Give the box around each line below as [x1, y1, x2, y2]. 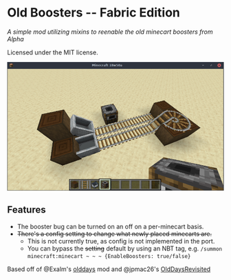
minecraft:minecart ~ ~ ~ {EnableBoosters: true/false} [27, 252, 191, 259]
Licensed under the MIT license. [7, 48, 98, 56]
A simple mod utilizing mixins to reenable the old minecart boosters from [7, 28, 213, 36]
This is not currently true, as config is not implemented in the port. [27, 237, 215, 245]
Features [7, 204, 46, 216]
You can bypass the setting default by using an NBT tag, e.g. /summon [27, 244, 222, 252]
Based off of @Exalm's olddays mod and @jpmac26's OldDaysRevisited [7, 265, 211, 273]
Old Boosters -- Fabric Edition [7, 5, 180, 21]
